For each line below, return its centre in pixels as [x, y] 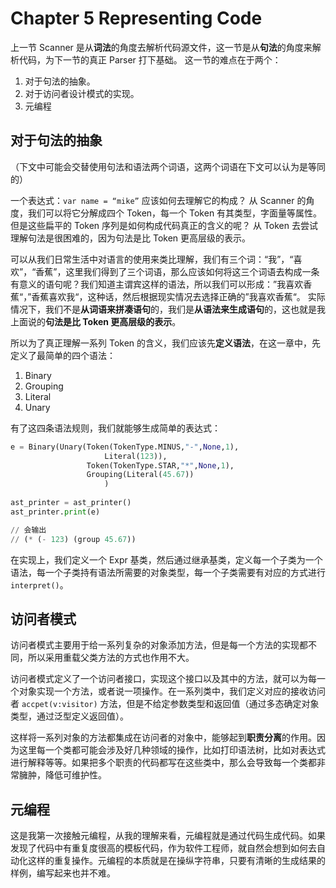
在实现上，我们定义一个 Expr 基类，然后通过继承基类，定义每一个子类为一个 [166, 559]
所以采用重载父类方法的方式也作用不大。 [111, 658]
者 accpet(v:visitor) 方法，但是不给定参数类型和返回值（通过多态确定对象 [165, 704]
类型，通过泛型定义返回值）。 [69, 716]
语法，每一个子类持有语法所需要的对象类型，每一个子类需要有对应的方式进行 [168, 572]
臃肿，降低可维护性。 [62, 775]
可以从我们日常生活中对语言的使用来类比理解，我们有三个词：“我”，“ [152, 259]
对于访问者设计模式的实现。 [82, 93]
